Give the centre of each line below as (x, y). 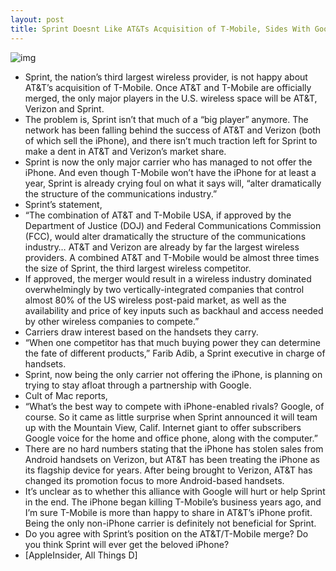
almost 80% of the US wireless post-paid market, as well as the (155, 300)
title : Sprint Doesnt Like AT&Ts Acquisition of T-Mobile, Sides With (160, 29)
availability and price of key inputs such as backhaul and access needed (174, 310)
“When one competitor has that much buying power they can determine (172, 342)
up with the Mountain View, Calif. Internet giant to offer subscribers (163, 427)
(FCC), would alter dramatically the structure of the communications (165, 236)
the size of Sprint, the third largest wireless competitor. (138, 268)
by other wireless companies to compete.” (112, 321)
